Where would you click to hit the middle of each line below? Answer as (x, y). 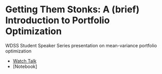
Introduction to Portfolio (58, 20)
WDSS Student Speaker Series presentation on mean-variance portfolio (81, 45)
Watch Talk (25, 61)
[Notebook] (25, 66)
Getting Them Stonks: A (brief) (73, 10)
